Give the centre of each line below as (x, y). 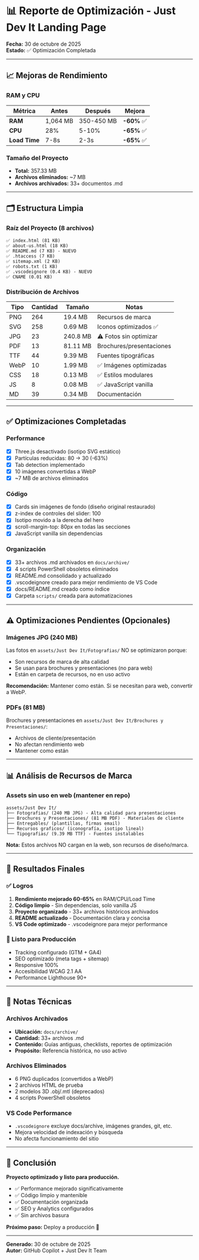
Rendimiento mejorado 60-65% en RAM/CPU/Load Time (85, 899)
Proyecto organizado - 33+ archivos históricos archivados (86, 911)
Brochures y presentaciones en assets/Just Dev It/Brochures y (85, 720)
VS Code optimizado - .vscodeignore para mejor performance (91, 924)
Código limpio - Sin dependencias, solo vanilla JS (76, 905)
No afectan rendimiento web (49, 744)
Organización (26, 549)
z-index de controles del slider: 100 (58, 514)
